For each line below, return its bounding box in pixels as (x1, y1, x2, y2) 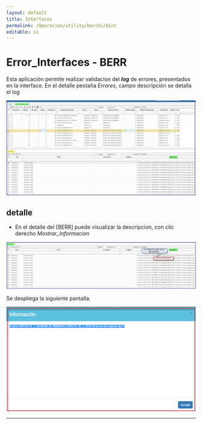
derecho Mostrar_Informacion (14, 230, 90, 237)
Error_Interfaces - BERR (6, 56, 127, 69)
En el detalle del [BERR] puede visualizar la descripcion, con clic (14, 223, 174, 231)
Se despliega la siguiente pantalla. (6, 295, 91, 302)
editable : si (6, 29, 39, 35)
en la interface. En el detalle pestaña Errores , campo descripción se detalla (6, 82, 192, 89)
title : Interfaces (6, 16, 52, 22)
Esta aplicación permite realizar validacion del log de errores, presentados (6, 75, 191, 83)
